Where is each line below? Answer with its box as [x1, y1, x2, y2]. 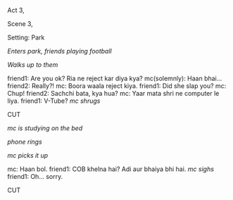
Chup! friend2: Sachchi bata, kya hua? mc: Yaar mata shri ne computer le [7, 89, 220, 97]
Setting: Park [7, 33, 45, 42]
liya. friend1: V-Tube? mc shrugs [7, 96, 101, 105]
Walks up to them [7, 61, 58, 69]
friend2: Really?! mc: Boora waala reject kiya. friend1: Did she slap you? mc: [7, 82, 227, 90]
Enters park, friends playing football [7, 47, 112, 55]
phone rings [7, 137, 42, 146]
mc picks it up [7, 151, 48, 159]
